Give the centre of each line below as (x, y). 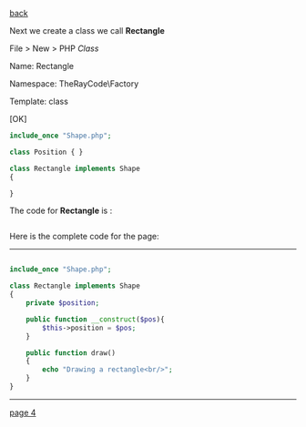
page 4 (23, 412)
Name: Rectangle (42, 66)
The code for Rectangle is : (61, 211)
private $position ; (63, 303)
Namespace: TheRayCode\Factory (74, 84)
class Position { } (46, 152)
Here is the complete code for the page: (84, 237)
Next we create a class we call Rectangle (87, 30)
